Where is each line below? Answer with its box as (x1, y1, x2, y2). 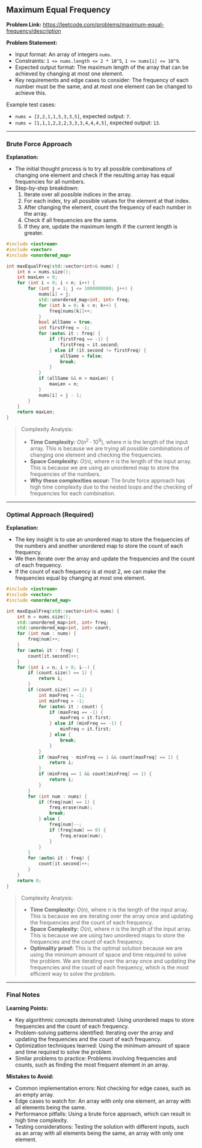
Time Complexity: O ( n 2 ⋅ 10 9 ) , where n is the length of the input (29, 437, 188, 446)
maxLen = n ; (49, 381, 79, 387)
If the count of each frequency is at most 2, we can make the (14, 568, 167, 576)
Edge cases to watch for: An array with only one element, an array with (14, 1097, 191, 1105)
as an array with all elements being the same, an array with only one (14, 1129, 184, 1137)
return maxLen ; (17, 409, 55, 415)
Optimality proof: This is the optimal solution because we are (29, 944, 183, 952)
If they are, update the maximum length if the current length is (23, 223, 178, 230)
